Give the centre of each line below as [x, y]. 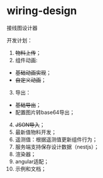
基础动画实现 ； [33, 72]
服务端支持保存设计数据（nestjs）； [57, 147]
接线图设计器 [22, 28]
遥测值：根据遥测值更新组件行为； [56, 139]
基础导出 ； [28, 105]
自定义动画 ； [30, 80]
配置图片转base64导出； [45, 112]
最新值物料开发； [36, 132]
